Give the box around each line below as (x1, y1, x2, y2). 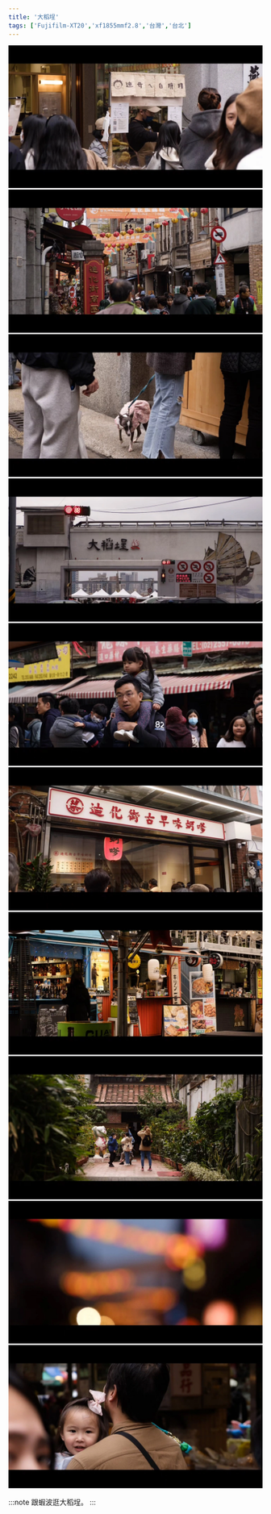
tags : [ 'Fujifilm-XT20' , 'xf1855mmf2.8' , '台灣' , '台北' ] (8, 21, 192, 30)
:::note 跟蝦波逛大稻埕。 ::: (8, 1497, 97, 1507)
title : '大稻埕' (8, 13, 60, 21)
